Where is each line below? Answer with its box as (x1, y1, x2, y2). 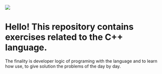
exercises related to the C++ (5, 32, 123, 43)
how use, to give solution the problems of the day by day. (5, 63, 121, 69)
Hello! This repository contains (5, 21, 134, 33)
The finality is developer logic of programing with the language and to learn (5, 58, 158, 64)
